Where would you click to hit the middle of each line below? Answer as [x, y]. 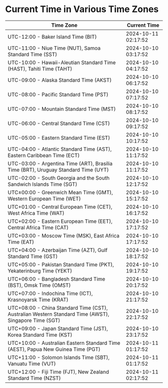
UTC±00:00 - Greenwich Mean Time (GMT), [60, 192]
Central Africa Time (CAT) [38, 227]
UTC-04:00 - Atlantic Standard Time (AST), [60, 149]
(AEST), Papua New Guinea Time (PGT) [54, 349]
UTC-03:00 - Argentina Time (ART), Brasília [60, 163]
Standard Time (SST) [32, 54]
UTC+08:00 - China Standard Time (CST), [58, 308]
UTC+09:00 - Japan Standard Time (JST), [58, 328]
